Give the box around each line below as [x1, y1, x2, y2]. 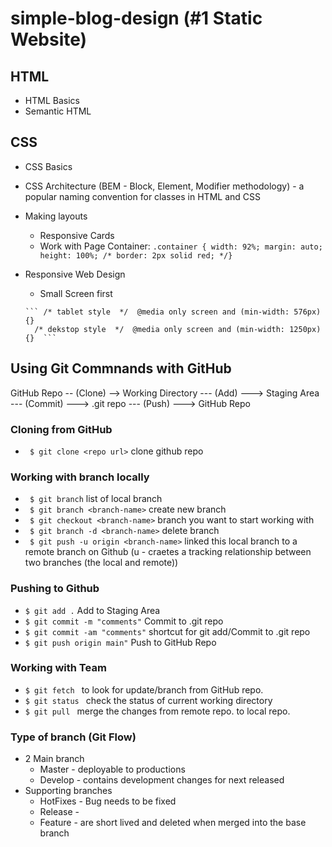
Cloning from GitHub [10, 422, 113, 436]
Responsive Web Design [24, 268, 126, 280]
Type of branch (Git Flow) [10, 730, 137, 744]
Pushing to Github [10, 582, 100, 596]
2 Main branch [24, 753, 85, 765]
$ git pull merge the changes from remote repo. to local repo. [24, 705, 291, 717]
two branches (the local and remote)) [24, 557, 179, 569]
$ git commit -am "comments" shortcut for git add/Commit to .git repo [24, 625, 311, 637]
